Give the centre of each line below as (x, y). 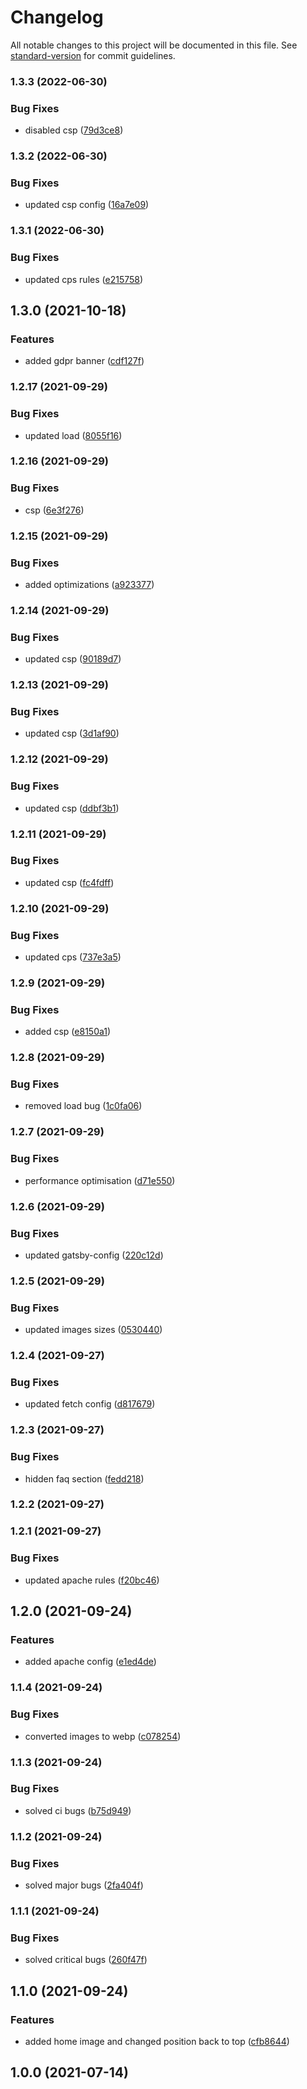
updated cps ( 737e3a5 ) (73, 957)
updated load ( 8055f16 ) (73, 435)
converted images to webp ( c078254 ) (103, 1736)
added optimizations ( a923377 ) (89, 584)
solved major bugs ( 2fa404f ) (84, 1885)
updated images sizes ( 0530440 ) (93, 1330)
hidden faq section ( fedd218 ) (84, 1478)
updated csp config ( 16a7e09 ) (87, 205)
